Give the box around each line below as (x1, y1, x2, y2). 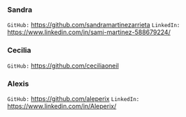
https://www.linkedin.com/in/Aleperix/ (7, 102, 117, 110)
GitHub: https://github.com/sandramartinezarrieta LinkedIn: (7, 21, 180, 29)
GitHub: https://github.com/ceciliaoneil (7, 61, 119, 70)
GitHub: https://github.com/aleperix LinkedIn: (7, 94, 140, 102)
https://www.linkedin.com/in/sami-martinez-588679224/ (7, 28, 171, 36)
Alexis (7, 79, 29, 88)
